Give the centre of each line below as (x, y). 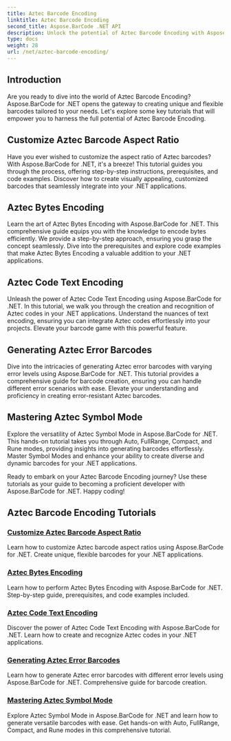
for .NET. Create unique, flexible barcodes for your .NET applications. (106, 554)
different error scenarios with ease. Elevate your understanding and (103, 388)
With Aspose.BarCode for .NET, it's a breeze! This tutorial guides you (105, 164)
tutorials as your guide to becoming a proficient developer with (96, 483)
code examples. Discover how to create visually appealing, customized (108, 178)
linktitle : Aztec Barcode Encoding (58, 20)
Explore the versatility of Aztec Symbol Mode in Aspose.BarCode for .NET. (112, 434)
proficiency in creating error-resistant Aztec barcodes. (84, 395)
